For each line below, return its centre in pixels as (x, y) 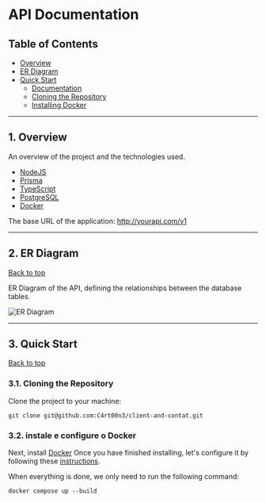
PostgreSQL (39, 197)
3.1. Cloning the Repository (61, 384)
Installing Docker (59, 105)
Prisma (31, 180)
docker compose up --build (53, 491)
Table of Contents (53, 44)
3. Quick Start (43, 344)
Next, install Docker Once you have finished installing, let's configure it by (129, 453)
